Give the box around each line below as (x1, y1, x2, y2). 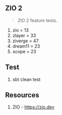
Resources (5, 91, 39, 99)
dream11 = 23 (12, 43, 40, 49)
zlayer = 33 (12, 32, 36, 38)
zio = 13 (12, 27, 29, 33)
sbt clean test (12, 76, 41, 82)
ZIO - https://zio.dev (12, 104, 54, 110)
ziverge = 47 (12, 38, 39, 44)
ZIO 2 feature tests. (17, 17, 57, 23)
